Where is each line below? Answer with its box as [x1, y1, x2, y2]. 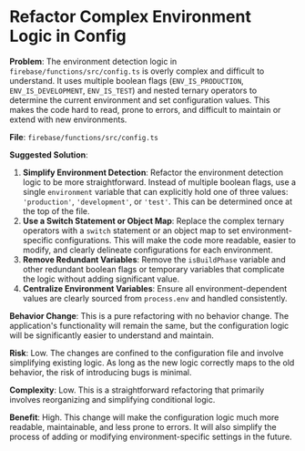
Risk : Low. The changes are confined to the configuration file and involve [9, 347, 284, 358]
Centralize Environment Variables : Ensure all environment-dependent [22, 282, 288, 293]
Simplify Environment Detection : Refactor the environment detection [22, 167, 284, 178]
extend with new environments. [9, 114, 127, 125]
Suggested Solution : [9, 149, 88, 160]
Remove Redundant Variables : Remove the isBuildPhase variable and [22, 253, 286, 265]
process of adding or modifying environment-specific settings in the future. [9, 431, 293, 442]
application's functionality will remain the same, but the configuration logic [9, 320, 290, 331]
